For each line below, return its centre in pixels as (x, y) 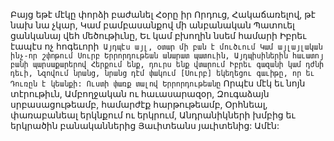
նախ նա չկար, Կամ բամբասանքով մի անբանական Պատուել (152, 25)
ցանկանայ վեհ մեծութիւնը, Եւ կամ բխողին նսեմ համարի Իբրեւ (158, 35)
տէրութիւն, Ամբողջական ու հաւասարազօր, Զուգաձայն (140, 93)
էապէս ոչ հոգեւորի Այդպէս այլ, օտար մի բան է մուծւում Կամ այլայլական (166, 46)
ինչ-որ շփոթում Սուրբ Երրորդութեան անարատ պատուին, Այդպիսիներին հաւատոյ (167, 56)
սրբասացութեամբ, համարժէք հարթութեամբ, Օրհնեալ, (139, 104)
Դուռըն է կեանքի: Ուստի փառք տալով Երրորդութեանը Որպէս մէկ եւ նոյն (158, 83)
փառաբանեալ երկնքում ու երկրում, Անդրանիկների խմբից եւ (153, 115)
